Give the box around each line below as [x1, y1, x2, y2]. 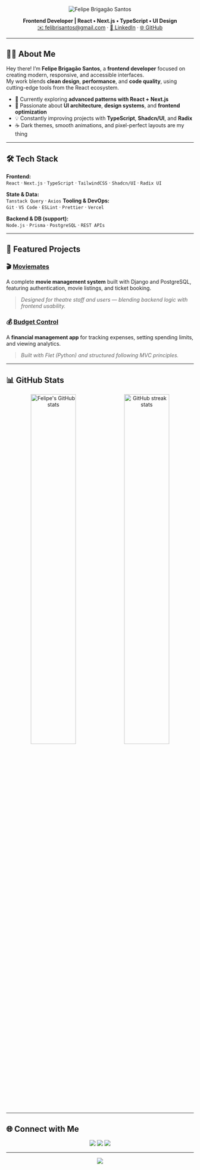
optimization [14, 108, 48, 115]
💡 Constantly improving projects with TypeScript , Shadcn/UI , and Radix [14, 114, 192, 122]
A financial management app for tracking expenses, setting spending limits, [6, 333, 193, 340]
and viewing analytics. [6, 340, 61, 347]
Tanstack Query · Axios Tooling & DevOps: [6, 197, 110, 204]
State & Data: [6, 191, 40, 198]
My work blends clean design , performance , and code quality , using [6, 78, 177, 85]
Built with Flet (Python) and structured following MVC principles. [20, 351, 179, 358]
